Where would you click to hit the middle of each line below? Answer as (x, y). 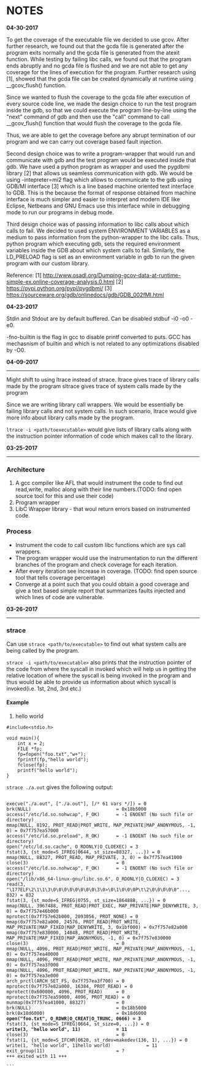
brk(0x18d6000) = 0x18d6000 (77, 1014)
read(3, (16, 885)
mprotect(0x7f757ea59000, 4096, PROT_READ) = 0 (68, 997)
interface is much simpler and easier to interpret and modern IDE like (93, 199)
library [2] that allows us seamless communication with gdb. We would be (100, 173)
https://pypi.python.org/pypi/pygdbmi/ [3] (59, 288)
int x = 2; (31, 744)
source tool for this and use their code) (64, 496)
